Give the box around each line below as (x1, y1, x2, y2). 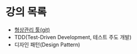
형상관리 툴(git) (14, 26, 50, 33)
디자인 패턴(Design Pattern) (14, 41, 80, 48)
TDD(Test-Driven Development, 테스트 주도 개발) (14, 33, 132, 40)
